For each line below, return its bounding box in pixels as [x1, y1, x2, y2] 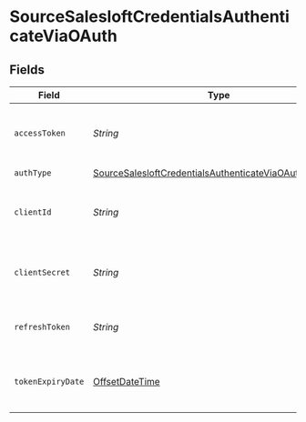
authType [14, 167, 52, 178]
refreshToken [14, 322, 71, 332]
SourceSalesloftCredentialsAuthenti [9, 6, 290, 27]
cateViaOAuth [9, 25, 118, 46]
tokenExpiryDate [14, 377, 85, 387]
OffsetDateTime [92, 376, 161, 387]
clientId [14, 207, 52, 217]
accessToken [14, 128, 66, 138]
